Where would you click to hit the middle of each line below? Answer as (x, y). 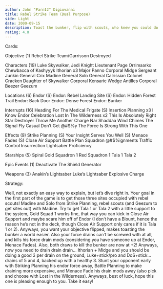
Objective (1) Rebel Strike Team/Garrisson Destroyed (58, 56)
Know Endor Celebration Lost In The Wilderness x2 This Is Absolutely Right (81, 115)
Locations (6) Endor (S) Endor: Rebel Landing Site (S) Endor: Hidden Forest (81, 95)
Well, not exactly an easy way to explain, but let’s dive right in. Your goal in (80, 193)
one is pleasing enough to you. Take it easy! (49, 281)
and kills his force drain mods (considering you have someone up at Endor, (80, 240)
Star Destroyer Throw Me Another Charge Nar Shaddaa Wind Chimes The (79, 121)
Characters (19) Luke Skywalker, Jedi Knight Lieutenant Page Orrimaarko (78, 65)
